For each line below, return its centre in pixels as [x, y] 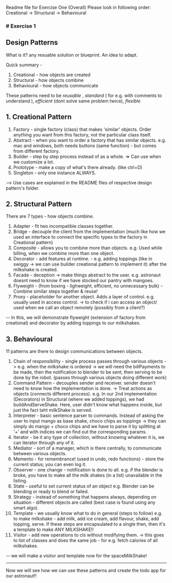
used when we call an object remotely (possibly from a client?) [79, 308]
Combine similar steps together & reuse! [55, 291]
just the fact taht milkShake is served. [53, 410]
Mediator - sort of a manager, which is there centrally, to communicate [87, 448]
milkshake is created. [35, 270]
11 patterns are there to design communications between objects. [74, 352]
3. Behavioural [29, 339]
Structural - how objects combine [48, 80]
